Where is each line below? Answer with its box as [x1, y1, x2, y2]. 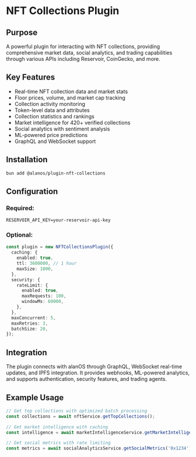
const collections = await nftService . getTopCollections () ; [6, 413, 156, 420]
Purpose [6, 28, 38, 37]
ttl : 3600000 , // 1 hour [16, 261, 77, 267]
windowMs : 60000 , [21, 299, 64, 305]
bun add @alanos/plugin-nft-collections [6, 170, 106, 176]
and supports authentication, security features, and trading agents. [6, 376, 167, 383]
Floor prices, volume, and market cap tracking [14, 94, 125, 101]
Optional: [6, 231, 33, 239]
